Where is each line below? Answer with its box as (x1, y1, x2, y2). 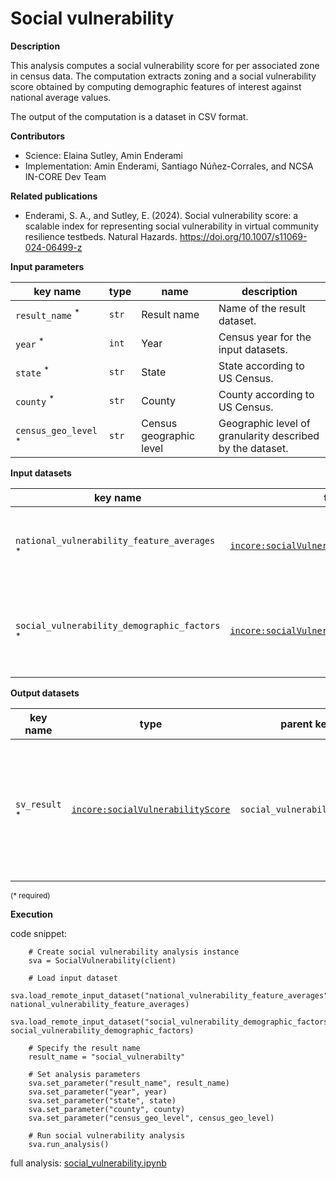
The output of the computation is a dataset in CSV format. (10, 110, 249, 122)
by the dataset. (218, 441, 289, 455)
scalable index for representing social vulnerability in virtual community (24, 220, 319, 232)
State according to (218, 358, 305, 372)
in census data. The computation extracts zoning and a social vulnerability (10, 70, 317, 82)
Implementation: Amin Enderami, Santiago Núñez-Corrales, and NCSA (24, 160, 314, 172)
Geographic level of (218, 416, 311, 430)
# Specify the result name (28, 1043, 141, 1053)
